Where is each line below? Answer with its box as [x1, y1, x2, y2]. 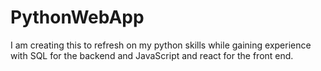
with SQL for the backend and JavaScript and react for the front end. [10, 49, 294, 61]
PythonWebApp [10, 6, 145, 29]
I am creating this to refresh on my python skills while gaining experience [10, 39, 312, 51]
